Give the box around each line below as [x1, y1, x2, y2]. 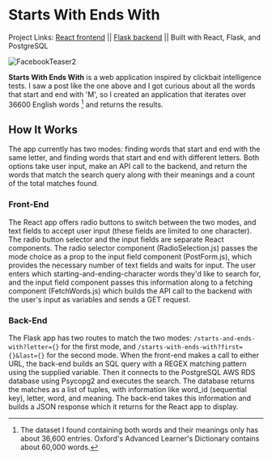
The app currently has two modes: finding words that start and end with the [8, 144, 261, 154]
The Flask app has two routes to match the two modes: [8, 333, 192, 343]
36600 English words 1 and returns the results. [8, 98, 164, 109]
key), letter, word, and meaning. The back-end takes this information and [8, 394, 252, 403]
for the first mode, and [61, 342, 136, 351]
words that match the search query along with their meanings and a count [8, 170, 255, 179]
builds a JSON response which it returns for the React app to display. [8, 402, 239, 411]
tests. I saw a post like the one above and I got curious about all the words [8, 81, 256, 91]
